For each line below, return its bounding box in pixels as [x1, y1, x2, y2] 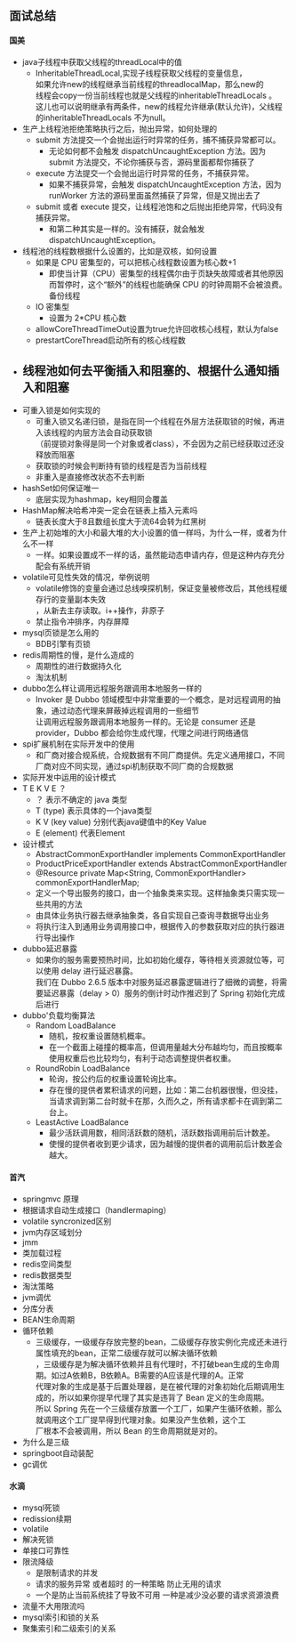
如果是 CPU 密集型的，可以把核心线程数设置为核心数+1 [35, 256, 237, 267]
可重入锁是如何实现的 [21, 405, 100, 416]
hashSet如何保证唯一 [21, 483, 100, 494]
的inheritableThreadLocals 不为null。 [35, 112, 171, 123]
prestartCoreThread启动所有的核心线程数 [35, 335, 187, 345]
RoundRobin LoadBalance [35, 1063, 131, 1074]
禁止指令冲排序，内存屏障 [35, 617, 130, 627]
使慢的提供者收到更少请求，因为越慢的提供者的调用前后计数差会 [48, 1138, 283, 1150]
